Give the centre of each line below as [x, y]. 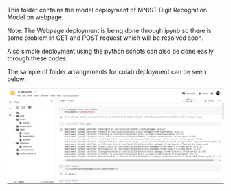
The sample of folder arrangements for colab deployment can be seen [107, 72]
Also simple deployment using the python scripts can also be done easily [111, 51]
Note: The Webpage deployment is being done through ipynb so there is [109, 31]
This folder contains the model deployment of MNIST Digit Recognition [107, 10]
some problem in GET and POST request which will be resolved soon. [106, 38]
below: [16, 79]
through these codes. [37, 58]
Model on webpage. [35, 17]
